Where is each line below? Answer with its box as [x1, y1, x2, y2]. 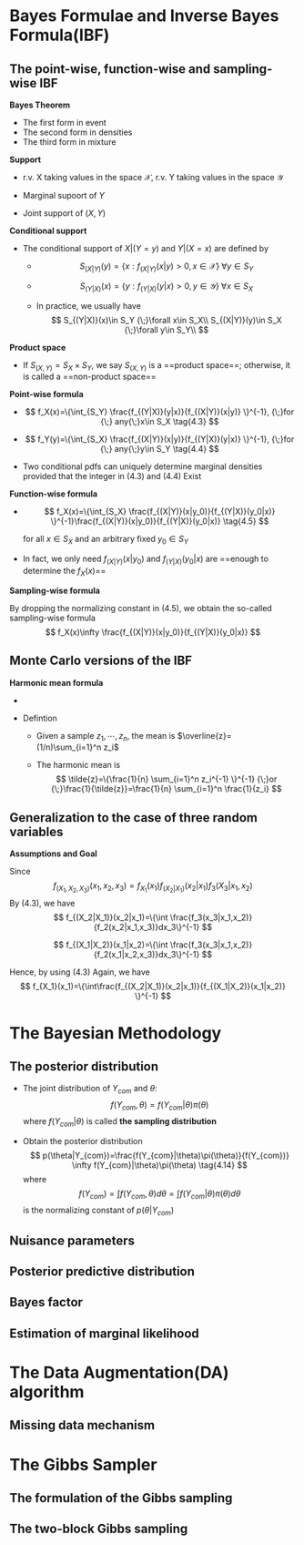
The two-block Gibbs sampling [9, 1521, 188, 1537]
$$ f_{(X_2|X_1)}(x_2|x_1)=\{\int [53, 912, 168, 923]
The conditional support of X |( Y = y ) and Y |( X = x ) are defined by [22, 243, 269, 253]
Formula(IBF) [9, 25, 110, 46]
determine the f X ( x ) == [22, 565, 106, 578]
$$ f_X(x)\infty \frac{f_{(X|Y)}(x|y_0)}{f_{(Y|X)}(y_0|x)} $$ [45, 626, 261, 638]
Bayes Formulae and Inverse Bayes [9, 5, 279, 26]
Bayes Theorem [9, 99, 71, 110]
